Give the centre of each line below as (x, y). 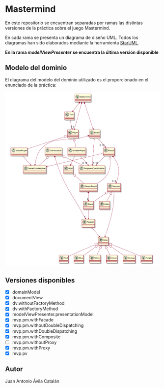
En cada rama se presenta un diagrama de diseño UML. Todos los (72, 37)
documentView (27, 298)
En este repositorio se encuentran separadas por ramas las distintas (74, 23)
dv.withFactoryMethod (35, 309)
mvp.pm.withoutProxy (34, 342)
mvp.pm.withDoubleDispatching (45, 331)
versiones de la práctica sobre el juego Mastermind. (58, 28)
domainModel (26, 292)
